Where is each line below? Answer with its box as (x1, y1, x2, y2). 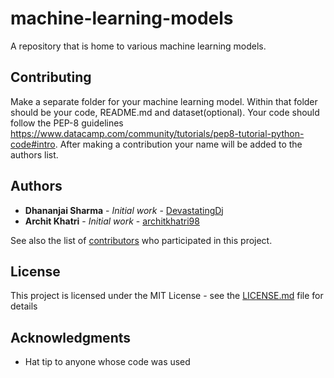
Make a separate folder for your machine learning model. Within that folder (10, 95, 318, 107)
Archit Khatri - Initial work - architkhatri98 (24, 215, 200, 227)
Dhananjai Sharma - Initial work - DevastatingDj (24, 204, 224, 216)
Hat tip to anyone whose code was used (24, 356, 191, 368)
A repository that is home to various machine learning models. (10, 40, 267, 52)
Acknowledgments (10, 329, 132, 346)
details (10, 300, 38, 312)
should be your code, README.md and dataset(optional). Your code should (10, 106, 320, 118)
